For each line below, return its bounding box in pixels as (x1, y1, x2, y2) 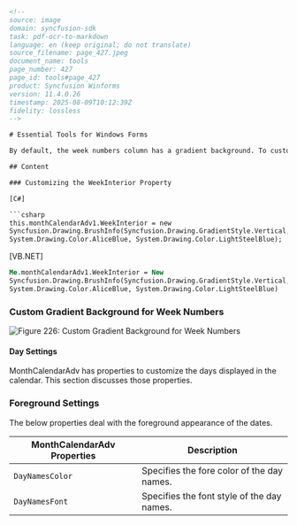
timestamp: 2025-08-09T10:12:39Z (9, 97, 133, 107)
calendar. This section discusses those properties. (9, 375, 193, 386)
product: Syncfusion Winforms (9, 81, 121, 90)
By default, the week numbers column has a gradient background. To (9, 146, 267, 156)
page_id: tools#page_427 (9, 73, 101, 82)
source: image (9, 15, 62, 25)
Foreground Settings (9, 398, 100, 410)
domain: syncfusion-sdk (9, 24, 97, 33)
